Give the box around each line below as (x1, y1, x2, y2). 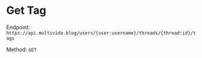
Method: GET (6, 46, 37, 53)
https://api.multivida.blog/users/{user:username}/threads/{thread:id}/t (6, 30, 197, 36)
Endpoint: (6, 24, 30, 31)
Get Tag (6, 4, 47, 18)
